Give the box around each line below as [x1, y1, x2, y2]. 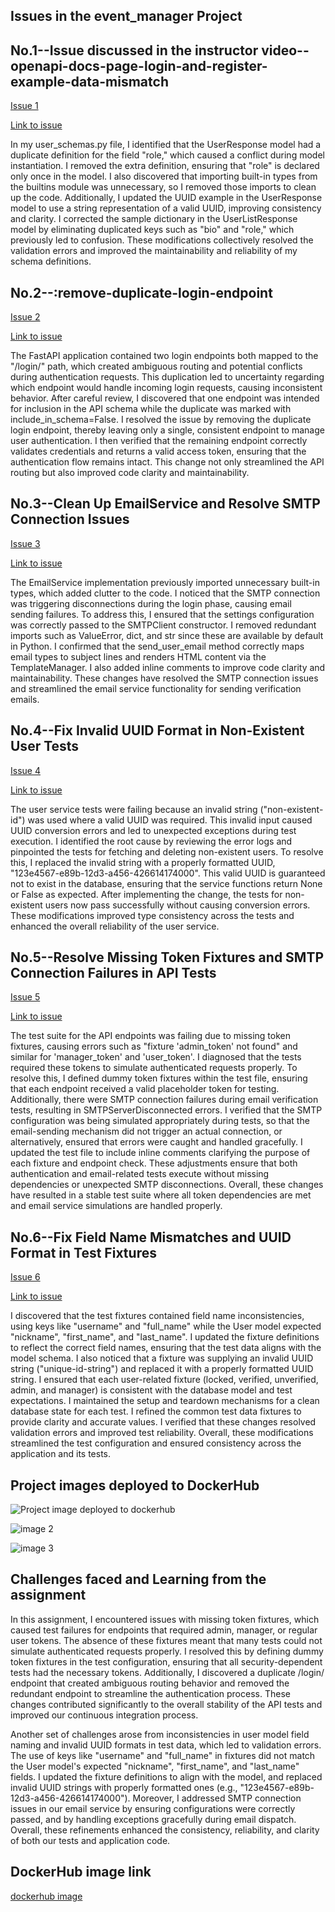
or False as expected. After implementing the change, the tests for [10, 888, 283, 900]
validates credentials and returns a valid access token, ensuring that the [10, 445, 307, 458]
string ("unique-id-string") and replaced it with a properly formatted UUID [10, 1363, 314, 1375]
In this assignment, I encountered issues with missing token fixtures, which [10, 1613, 320, 1625]
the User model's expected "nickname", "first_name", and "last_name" [10, 1760, 300, 1772]
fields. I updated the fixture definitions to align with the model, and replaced [10, 1770, 323, 1783]
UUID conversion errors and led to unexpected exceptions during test [10, 824, 297, 836]
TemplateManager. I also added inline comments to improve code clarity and [10, 661, 326, 673]
